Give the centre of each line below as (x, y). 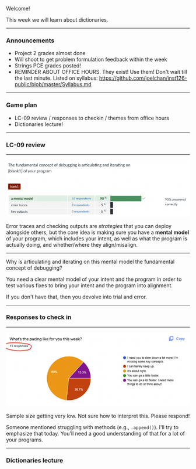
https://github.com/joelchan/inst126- (143, 78)
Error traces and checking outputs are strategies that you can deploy (89, 226)
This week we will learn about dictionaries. (57, 20)
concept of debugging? (34, 268)
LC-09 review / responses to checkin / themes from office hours (92, 118)
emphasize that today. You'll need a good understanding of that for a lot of (96, 434)
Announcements (30, 40)
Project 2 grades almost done (50, 53)
